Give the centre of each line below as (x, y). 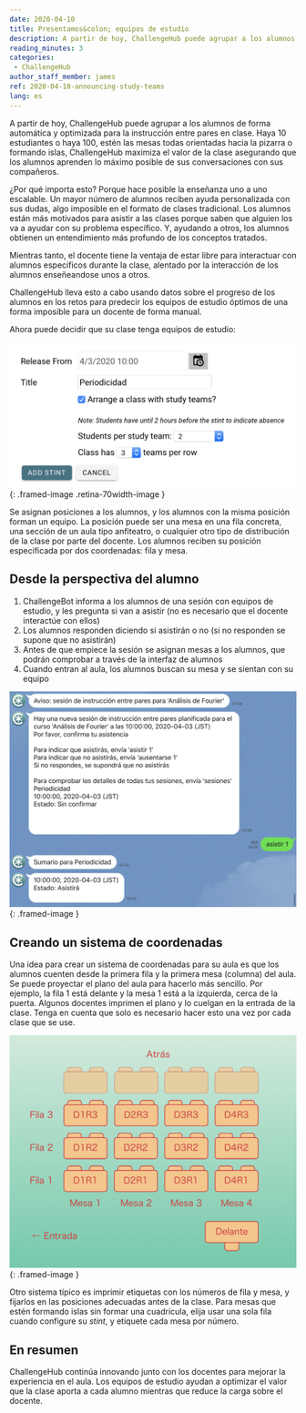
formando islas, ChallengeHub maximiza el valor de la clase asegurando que (153, 152)
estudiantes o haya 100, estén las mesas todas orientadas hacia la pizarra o (151, 142)
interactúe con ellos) (61, 620)
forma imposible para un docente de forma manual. (106, 311)
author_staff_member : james (63, 77)
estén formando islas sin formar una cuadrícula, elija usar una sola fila (141, 1312)
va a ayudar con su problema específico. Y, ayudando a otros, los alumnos (149, 228)
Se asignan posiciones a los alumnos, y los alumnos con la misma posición (150, 512)
